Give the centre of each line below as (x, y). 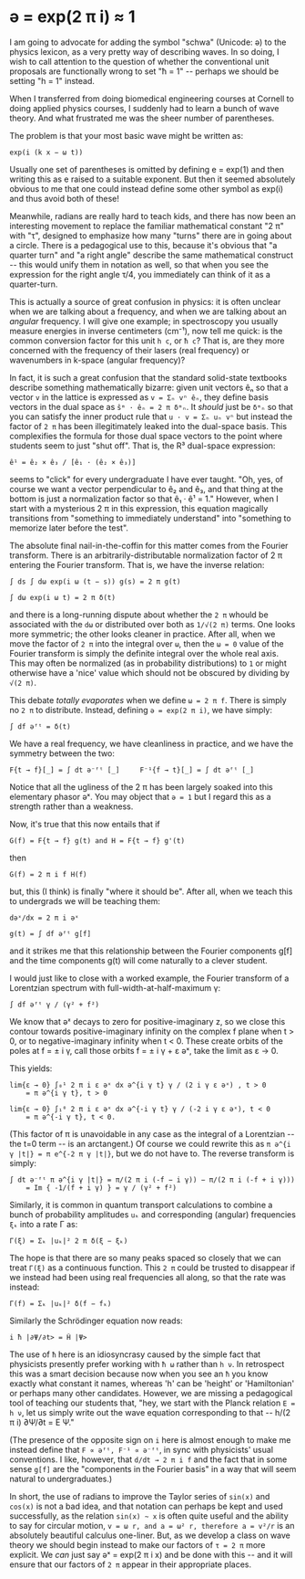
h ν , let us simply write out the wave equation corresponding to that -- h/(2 (150, 1412)
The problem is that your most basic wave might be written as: (127, 135)
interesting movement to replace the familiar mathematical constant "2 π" (147, 226)
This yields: (31, 1068)
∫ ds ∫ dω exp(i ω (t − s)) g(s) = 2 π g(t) (95, 582)
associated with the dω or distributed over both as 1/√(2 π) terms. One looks (152, 624)
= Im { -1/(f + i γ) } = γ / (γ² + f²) (102, 1188)
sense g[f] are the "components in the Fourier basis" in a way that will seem (153, 1468)
